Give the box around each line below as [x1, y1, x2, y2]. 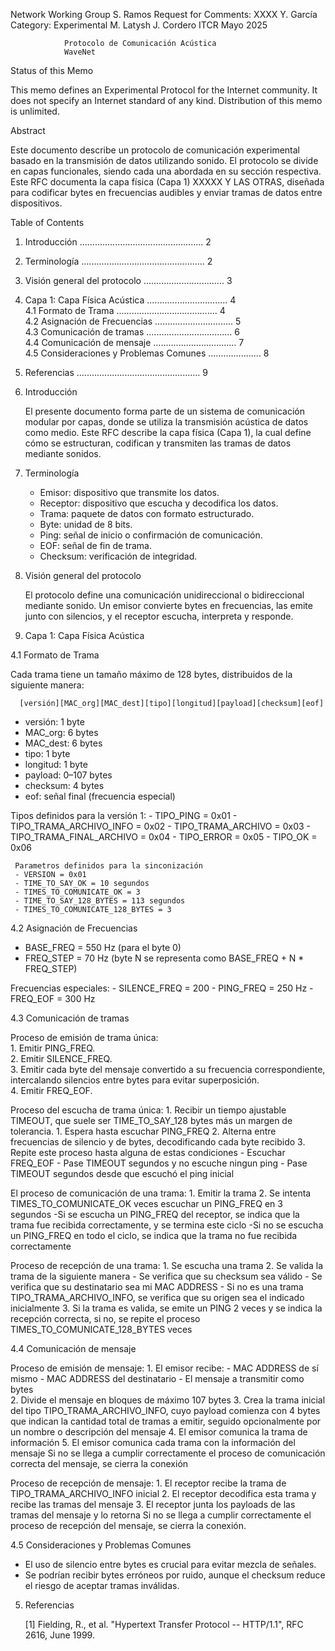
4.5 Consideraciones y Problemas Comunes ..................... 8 [24, 347, 270, 359]
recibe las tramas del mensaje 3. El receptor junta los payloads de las [10, 1499, 296, 1510]
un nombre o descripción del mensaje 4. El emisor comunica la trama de [10, 1426, 308, 1438]
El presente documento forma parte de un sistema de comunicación [24, 405, 306, 417]
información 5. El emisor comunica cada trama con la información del [10, 1437, 296, 1448]
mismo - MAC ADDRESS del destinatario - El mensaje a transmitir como [10, 1373, 305, 1384]
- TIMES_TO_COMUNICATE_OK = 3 [14, 887, 141, 897]
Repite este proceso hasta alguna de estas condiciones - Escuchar [10, 1147, 286, 1158]
